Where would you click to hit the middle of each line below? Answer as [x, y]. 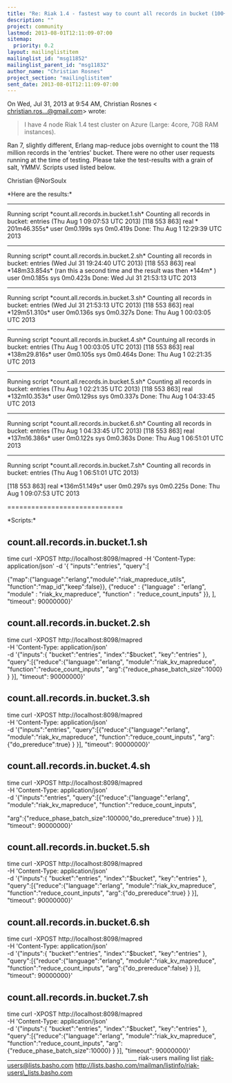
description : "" [30, 20]
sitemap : [20, 39]
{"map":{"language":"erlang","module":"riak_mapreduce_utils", [97, 580]
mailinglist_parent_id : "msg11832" [58, 65]
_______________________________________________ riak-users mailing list [103, 1057]
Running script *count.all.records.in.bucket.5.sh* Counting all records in [109, 382]
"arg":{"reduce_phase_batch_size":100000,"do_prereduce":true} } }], [105, 818]
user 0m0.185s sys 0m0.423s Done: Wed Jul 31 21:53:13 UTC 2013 [102, 278]
